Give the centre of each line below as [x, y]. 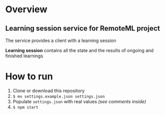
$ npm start [25, 107]
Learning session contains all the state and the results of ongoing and [79, 50]
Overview [26, 9]
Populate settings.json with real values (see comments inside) [79, 101]
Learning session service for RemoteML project [83, 28]
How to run [29, 76]
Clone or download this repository [49, 90]
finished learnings [24, 56]
